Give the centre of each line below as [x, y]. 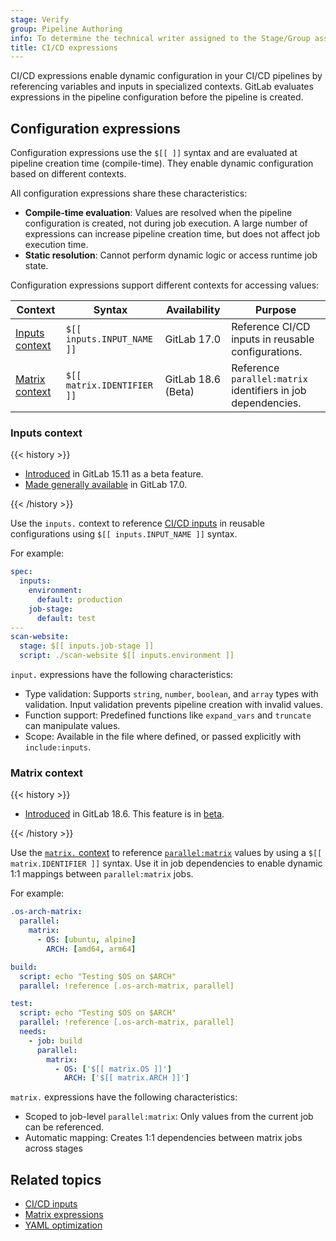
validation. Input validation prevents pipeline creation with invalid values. [174, 705]
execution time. [56, 245]
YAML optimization [63, 1225]
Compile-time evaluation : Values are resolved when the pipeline [158, 213]
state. [36, 266]
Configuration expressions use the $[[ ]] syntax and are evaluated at [154, 153]
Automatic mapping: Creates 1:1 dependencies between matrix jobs [163, 1138]
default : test [66, 618]
